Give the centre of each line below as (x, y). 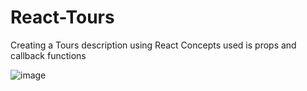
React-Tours (62, 17)
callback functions (48, 55)
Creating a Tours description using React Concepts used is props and (153, 45)
